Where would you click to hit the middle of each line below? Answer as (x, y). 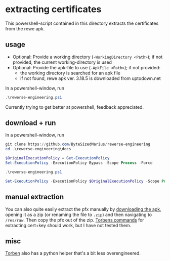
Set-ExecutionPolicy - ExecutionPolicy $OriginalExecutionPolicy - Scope (82, 181)
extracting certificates (53, 9)
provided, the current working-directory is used (62, 62)
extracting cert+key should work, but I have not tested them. (68, 225)
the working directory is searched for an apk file (70, 73)
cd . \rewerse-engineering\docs (38, 149)
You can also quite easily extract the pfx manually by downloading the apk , (83, 209)
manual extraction (35, 197)
